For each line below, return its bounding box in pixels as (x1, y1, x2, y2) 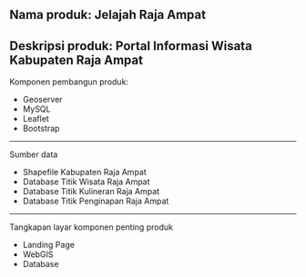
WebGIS (22, 249, 54, 260)
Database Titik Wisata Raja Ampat (22, 176, 150, 187)
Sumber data (9, 149, 58, 160)
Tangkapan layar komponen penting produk (9, 222, 173, 232)
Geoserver (22, 94, 63, 105)
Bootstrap (22, 123, 60, 134)
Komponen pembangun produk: (9, 76, 129, 87)
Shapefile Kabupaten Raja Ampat (22, 167, 148, 178)
